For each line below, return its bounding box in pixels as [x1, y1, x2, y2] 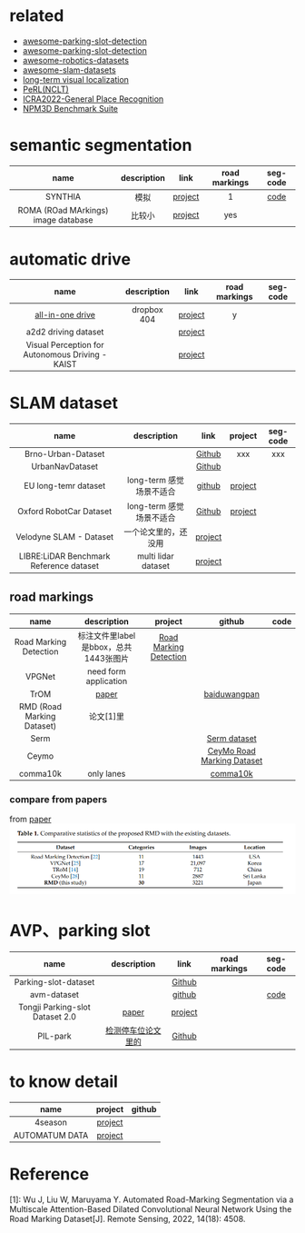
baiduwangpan [203, 688, 261, 700]
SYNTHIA [44, 192, 82, 203]
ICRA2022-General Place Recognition [22, 93, 164, 104]
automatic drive [9, 249, 132, 269]
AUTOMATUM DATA [13, 1129, 89, 1140]
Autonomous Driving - [23, 349, 107, 360]
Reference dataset [30, 561, 100, 571]
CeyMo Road [207, 746, 256, 757]
